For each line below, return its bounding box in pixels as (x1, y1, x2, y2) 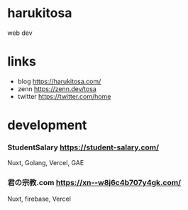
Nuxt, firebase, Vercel (7, 194, 71, 203)
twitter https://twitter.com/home (17, 92, 111, 100)
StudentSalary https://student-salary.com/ (7, 142, 160, 152)
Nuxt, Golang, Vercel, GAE (7, 159, 84, 167)
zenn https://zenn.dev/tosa (17, 84, 97, 93)
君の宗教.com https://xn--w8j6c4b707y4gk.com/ (7, 178, 182, 188)
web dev (7, 28, 33, 37)
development (7, 117, 87, 133)
